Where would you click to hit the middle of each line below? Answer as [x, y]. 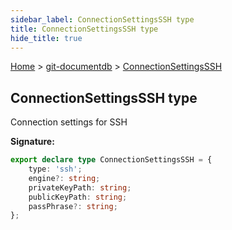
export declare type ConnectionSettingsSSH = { [111, 160]
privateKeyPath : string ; [80, 187]
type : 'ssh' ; [55, 169]
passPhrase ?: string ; [73, 206]
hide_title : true [46, 38]
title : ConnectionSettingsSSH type [84, 29]
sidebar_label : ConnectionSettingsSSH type [102, 19]
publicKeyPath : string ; [78, 197]
